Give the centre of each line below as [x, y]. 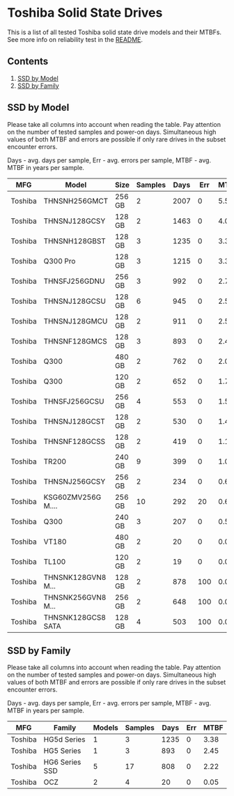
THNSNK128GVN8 [75, 577]
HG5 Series [62, 751]
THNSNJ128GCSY [75, 221]
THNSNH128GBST [75, 240]
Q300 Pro [60, 261]
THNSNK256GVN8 [75, 597]
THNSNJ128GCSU [75, 301]
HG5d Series [64, 740]
